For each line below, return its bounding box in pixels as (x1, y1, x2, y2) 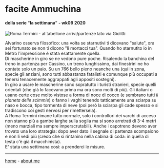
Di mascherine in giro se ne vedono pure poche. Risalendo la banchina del (5, 56, 155, 62)
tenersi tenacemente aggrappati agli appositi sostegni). (5, 77, 116, 83)
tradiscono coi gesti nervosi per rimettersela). (5, 107, 97, 113)
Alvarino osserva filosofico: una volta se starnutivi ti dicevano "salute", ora (5, 40, 155, 46)
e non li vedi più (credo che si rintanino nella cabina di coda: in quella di (5, 133, 149, 140)
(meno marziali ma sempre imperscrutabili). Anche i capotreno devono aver (5, 123, 157, 129)
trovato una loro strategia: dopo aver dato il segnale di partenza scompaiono (5, 128, 159, 134)
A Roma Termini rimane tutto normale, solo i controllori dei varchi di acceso (5, 113, 156, 119)
